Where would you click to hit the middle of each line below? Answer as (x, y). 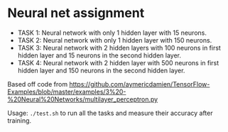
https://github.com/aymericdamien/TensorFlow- (140, 84)
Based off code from (38, 84)
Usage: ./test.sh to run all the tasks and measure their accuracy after (110, 113)
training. (20, 120)
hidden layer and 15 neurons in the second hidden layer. (99, 55)
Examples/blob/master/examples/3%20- (67, 92)
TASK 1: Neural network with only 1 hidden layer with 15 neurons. (112, 33)
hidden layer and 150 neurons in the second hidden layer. (101, 70)
